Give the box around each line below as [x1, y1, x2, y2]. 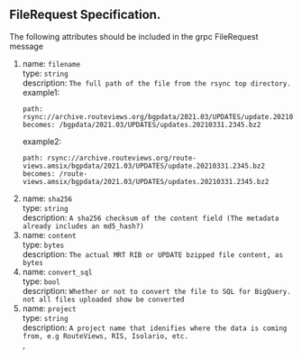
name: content [22, 229, 77, 240]
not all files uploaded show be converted [22, 295, 185, 304]
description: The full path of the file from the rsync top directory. [22, 77, 291, 88]
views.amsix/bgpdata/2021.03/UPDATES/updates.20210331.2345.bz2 [22, 177, 270, 186]
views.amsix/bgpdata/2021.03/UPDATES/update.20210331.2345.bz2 [22, 161, 266, 170]
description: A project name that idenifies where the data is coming [22, 322, 288, 333]
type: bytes [22, 239, 65, 250]
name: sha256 [22, 193, 73, 204]
